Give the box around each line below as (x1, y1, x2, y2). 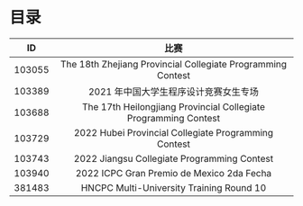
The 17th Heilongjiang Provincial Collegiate (81, 100, 266, 112)
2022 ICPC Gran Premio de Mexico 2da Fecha (75, 166, 272, 179)
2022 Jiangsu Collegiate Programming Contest (73, 152, 273, 165)
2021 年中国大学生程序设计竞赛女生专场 (88, 85, 260, 98)
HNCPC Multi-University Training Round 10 (80, 181, 267, 193)
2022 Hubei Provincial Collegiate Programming (73, 126, 273, 139)
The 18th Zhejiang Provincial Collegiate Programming (60, 58, 287, 70)
